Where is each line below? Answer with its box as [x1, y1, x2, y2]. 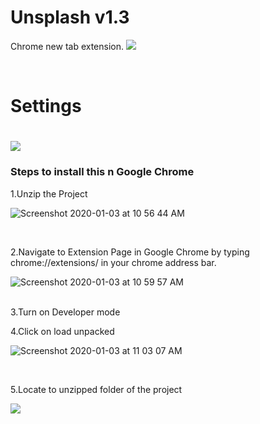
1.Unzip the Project [10, 187, 88, 200]
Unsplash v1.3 [10, 6, 130, 29]
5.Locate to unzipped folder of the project [10, 383, 183, 395]
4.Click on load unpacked [10, 325, 115, 337]
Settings [10, 95, 82, 118]
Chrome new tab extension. [10, 40, 125, 52]
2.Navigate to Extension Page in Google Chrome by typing [10, 246, 250, 258]
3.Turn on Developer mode [10, 306, 121, 318]
